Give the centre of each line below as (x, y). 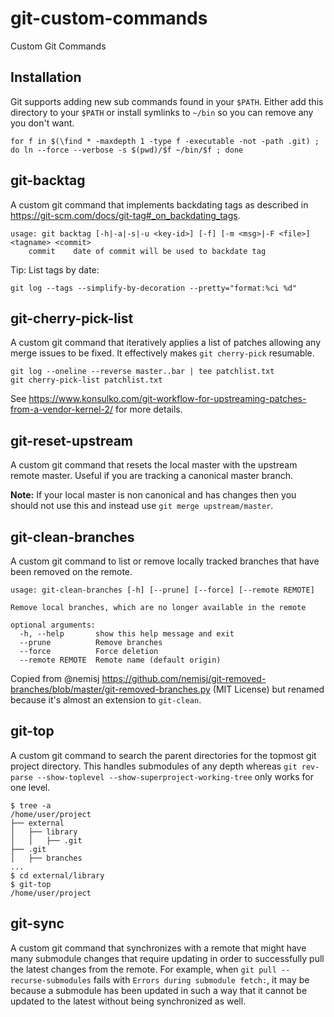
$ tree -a (31, 805)
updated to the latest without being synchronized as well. (128, 1001)
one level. (30, 787)
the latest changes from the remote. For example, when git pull (143, 969)
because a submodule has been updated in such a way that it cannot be (159, 990)
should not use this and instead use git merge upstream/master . (142, 506)
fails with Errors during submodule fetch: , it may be (201, 979)
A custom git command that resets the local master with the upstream (154, 465)
